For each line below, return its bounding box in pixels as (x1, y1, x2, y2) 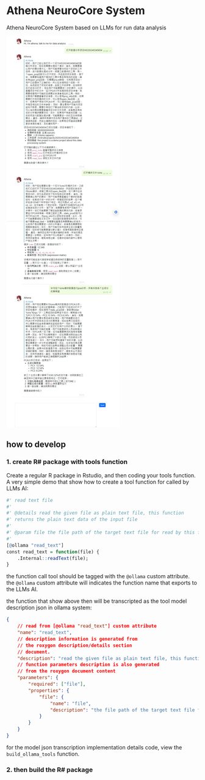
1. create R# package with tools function (6, 458, 128, 466)
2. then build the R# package (6, 765, 93, 774)
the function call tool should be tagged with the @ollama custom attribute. (6, 573, 190, 580)
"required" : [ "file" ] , (28, 681, 86, 687)
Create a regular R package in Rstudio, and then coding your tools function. (6, 471, 196, 479)
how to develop (6, 440, 66, 450)
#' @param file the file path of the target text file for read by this (6, 529, 195, 535)
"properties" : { (28, 687, 70, 694)
